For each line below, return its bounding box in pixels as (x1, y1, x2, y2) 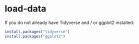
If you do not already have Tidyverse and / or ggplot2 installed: (4, 19, 134, 25)
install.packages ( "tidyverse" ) (4, 29, 70, 34)
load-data (4, 3, 46, 14)
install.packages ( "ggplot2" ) (4, 33, 65, 39)
